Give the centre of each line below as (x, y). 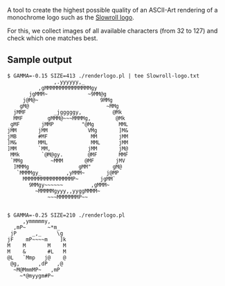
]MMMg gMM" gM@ (68, 167)
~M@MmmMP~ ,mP (37, 269)
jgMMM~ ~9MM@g (68, 94)
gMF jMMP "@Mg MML (69, 124)
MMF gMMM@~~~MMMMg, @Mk (70, 118)
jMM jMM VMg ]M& (68, 130)
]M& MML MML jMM (68, 142)
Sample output (40, 60)
